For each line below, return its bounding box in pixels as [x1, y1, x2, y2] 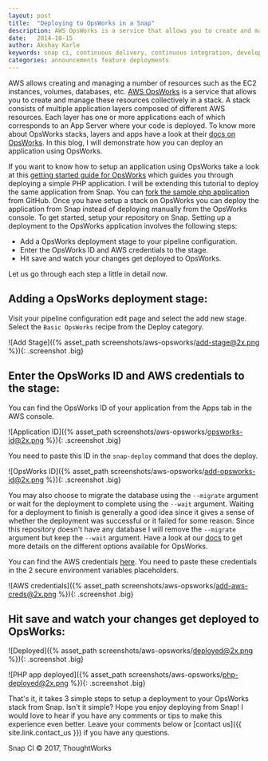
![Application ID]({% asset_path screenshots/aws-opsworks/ [8, 427, 208, 436]
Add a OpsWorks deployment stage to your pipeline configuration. [19, 237, 238, 246]
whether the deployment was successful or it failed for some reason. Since [8, 516, 255, 525]
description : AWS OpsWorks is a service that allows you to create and [8, 26, 251, 34]
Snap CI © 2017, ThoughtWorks [8, 743, 112, 753]
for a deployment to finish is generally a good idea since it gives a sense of [8, 507, 254, 516]
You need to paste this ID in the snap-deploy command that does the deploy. [8, 451, 258, 460]
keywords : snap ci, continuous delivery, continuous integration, [8, 49, 234, 57]
